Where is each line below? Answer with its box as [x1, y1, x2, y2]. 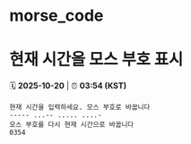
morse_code [9, 5, 104, 26]
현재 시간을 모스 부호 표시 [9, 49, 184, 70]
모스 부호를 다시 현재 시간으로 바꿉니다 [9, 121, 135, 130]
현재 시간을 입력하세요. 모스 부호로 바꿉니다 [9, 103, 151, 112]
